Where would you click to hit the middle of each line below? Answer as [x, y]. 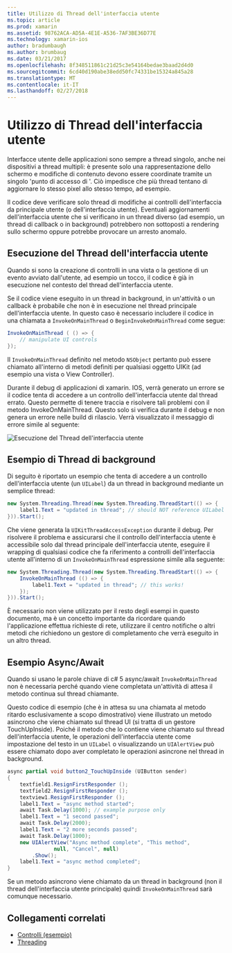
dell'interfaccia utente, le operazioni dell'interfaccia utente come [99, 737]
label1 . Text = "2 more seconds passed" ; [79, 830]
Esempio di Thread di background [81, 460]
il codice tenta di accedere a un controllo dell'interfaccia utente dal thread [113, 395]
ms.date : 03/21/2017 [37, 59]
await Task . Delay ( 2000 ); [55, 823]
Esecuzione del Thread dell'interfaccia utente [108, 254]
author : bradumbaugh [37, 46]
